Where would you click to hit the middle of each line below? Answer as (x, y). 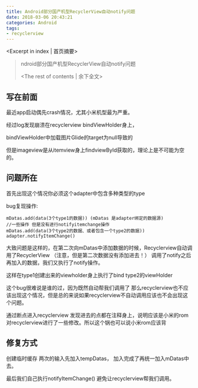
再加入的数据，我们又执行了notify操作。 (55, 262)
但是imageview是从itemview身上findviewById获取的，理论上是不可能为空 (95, 150)
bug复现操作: (22, 206)
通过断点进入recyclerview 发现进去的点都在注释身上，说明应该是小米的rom (97, 315)
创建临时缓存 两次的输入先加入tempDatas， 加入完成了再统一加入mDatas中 (98, 358)
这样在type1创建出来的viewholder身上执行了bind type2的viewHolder (90, 275)
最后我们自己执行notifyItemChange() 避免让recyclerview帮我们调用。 (90, 378)
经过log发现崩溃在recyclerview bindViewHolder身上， (72, 124)
